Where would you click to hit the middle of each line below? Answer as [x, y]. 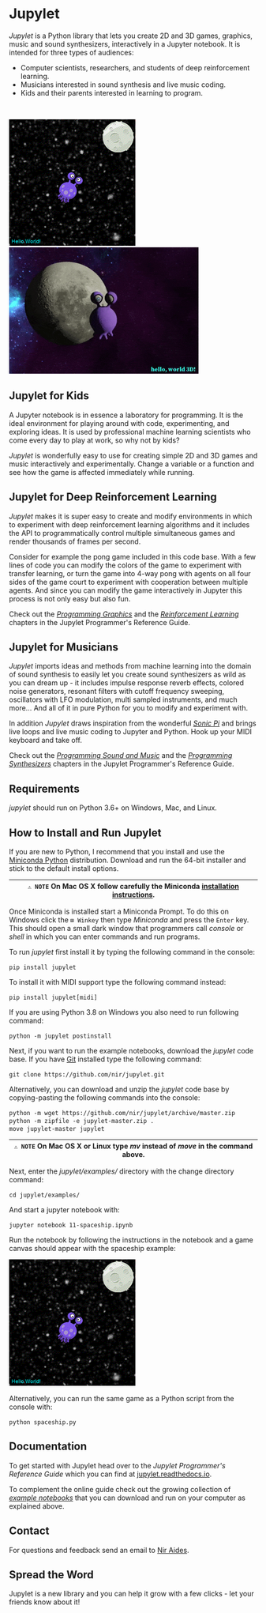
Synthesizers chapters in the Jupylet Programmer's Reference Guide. [122, 764]
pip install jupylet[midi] [53, 997]
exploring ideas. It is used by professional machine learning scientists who [130, 432]
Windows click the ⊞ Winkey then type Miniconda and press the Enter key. [129, 920]
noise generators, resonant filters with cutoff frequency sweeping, [117, 692]
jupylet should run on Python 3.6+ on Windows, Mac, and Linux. [113, 808]
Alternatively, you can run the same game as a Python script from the [122, 1398]
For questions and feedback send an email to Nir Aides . [99, 1550]
